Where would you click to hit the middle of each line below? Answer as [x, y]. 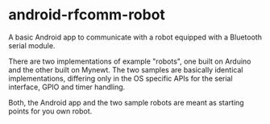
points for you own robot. [50, 111]
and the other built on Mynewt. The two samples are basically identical [126, 69]
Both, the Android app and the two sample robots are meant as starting [126, 102]
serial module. [32, 45]
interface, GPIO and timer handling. [67, 87]
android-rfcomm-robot [87, 15]
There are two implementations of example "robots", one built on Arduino [130, 61]
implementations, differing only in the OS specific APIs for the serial [120, 78]
